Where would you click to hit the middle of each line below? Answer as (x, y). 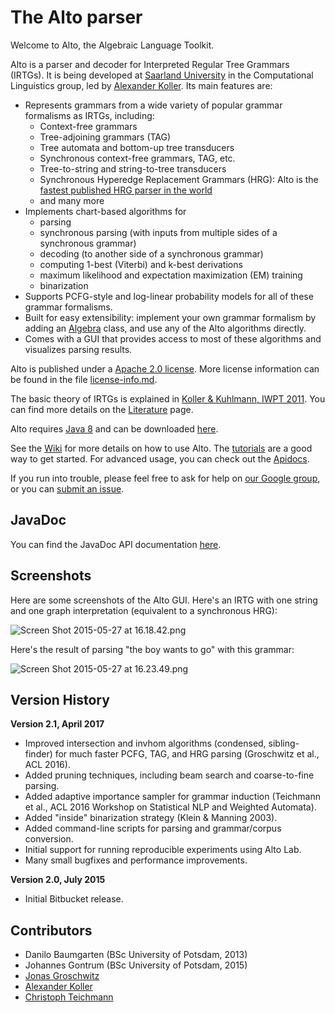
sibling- (284, 743)
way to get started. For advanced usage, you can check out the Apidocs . (160, 458)
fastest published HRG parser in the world (126, 190)
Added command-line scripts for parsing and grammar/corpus (153, 828)
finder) (38, 754)
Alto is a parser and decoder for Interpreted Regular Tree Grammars (150, 64)
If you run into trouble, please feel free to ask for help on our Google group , (165, 478)
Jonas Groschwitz (62, 976)
